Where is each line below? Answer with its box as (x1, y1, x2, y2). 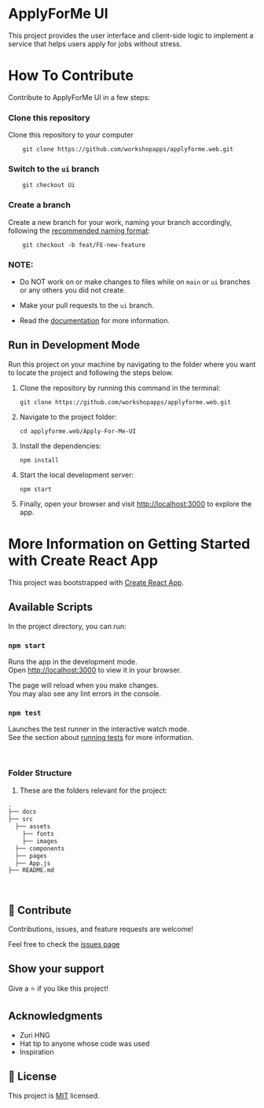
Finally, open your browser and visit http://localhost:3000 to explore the (19, 499, 252, 508)
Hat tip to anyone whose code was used (19, 1039, 150, 1048)
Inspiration (19, 1047, 54, 1056)
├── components (15, 845, 65, 852)
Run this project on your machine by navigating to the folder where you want (8, 359, 256, 369)
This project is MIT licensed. (8, 1091, 100, 1100)
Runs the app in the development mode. (8, 657, 137, 666)
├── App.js (15, 859, 51, 867)
